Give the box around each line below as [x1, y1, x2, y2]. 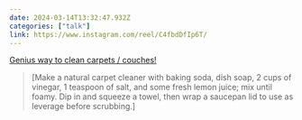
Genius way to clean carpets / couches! [9, 55, 157, 66]
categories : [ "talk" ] [9, 22, 91, 31]
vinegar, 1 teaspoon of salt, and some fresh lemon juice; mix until [31, 82, 273, 93]
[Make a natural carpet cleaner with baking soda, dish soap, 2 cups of [31, 72, 292, 83]
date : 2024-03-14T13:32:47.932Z [9, 13, 131, 23]
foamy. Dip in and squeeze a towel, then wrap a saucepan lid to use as [31, 91, 294, 102]
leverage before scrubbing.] [31, 101, 136, 112]
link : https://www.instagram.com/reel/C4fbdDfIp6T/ [9, 30, 207, 39]
